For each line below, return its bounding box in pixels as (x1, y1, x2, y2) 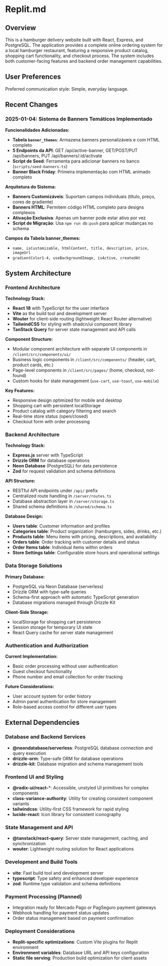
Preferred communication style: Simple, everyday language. (5, 86, 128, 92)
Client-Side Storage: (5, 609, 49, 615)
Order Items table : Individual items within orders (12, 544, 112, 550)
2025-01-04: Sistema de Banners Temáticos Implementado (5, 115, 152, 122)
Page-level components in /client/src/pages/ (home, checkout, (12, 367, 145, 373)
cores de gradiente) (12, 199, 53, 205)
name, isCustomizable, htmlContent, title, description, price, (12, 246, 149, 251)
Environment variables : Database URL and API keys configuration (12, 949, 149, 956)
